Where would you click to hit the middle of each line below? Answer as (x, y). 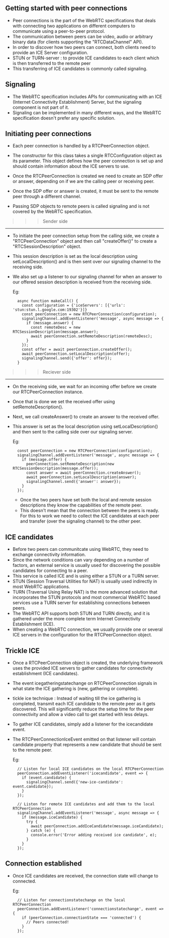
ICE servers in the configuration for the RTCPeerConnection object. (82, 635)
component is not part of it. (41, 107)
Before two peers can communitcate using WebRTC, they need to (80, 549)
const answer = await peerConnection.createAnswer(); (83, 473)
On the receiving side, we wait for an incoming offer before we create (84, 387)
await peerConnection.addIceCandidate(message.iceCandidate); (97, 826)
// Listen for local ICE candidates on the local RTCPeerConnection (91, 769)
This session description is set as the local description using (75, 256)
